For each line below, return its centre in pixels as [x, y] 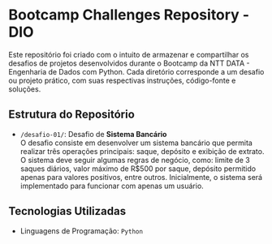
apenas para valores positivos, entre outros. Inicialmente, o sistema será [141, 177]
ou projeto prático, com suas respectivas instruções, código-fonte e [122, 80]
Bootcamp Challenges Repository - [129, 15]
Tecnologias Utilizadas [67, 211]
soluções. [25, 89]
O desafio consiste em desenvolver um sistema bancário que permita [136, 143]
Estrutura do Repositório [72, 115]
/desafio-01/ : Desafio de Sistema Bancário [93, 134]
